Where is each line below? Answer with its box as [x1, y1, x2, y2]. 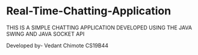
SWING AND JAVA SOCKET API [6, 30, 85, 37]
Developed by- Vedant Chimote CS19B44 [6, 42, 109, 49]
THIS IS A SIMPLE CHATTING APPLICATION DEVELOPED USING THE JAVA [6, 24, 193, 31]
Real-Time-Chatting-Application [6, 4, 172, 18]
